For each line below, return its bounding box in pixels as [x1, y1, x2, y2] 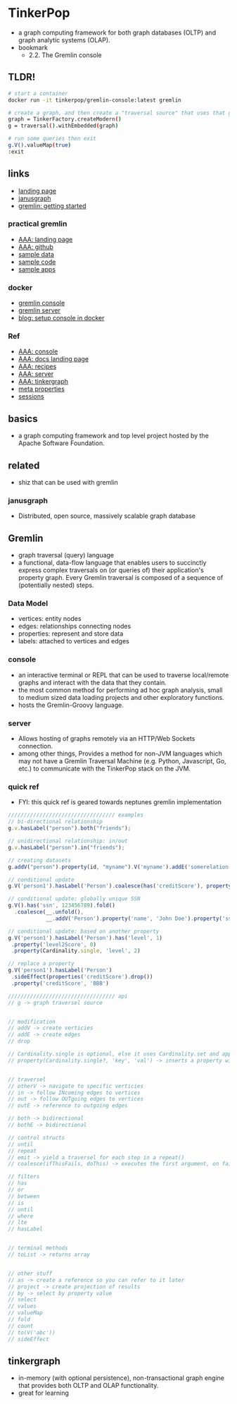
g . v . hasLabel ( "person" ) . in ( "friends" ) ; [8, 844, 125, 851]
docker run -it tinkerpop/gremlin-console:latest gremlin [8, 97, 181, 104]
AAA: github [18, 242, 53, 251]
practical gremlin [8, 219, 68, 229]
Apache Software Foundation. [18, 439, 105, 447]
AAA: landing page [18, 235, 73, 243]
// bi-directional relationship [8, 818, 103, 825]
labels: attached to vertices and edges [18, 637, 129, 646]
